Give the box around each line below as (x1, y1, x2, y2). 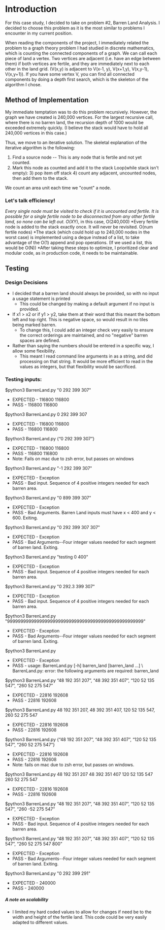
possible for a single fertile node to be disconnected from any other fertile (5, 213, 155, 220)
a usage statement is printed (12, 296, 70, 301)
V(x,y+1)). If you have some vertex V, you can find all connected (5, 71, 134, 77)
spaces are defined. (19, 337, 61, 343)
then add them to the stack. (12, 175, 68, 181)
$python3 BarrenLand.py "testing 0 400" (5, 554, 89, 560)
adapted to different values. (12, 920, 68, 925)
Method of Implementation (5, 96, 89, 104)
